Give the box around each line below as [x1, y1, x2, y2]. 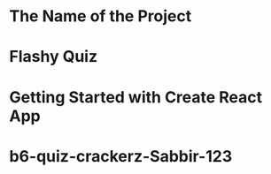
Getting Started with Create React [9, 87, 263, 107]
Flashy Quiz [9, 47, 98, 67]
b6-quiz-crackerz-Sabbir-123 [9, 146, 233, 166]
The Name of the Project [9, 6, 192, 26]
